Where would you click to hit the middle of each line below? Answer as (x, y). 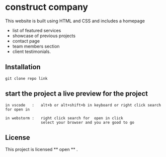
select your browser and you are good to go (87, 122)
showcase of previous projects (44, 36)
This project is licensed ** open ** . (41, 150)
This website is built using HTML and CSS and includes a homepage (75, 21)
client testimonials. (32, 52)
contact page (26, 41)
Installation (23, 67)
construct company (47, 7)
